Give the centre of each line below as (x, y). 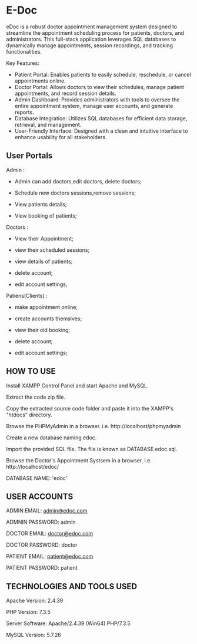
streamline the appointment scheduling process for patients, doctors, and (95, 32)
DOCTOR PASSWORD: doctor (42, 545)
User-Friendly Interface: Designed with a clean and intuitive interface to (101, 131)
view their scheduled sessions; (52, 250)
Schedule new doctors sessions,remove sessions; (75, 193)
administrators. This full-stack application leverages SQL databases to (91, 39)
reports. (24, 112)
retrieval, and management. (48, 124)
